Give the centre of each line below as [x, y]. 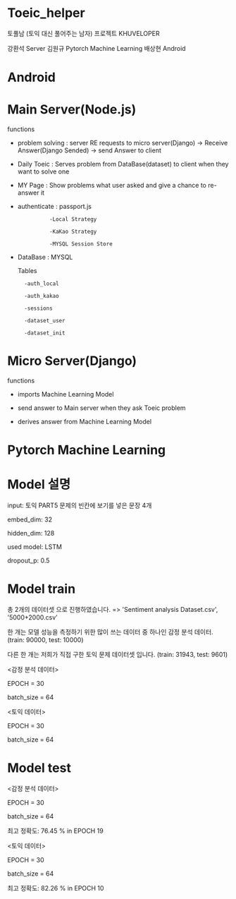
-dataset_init [45, 333]
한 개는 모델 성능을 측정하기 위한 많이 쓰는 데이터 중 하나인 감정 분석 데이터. [110, 632]
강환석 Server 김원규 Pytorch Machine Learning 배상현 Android [97, 48]
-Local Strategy [73, 219]
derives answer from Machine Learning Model [85, 422]
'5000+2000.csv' [32, 617]
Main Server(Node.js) [72, 110]
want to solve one [43, 171]
